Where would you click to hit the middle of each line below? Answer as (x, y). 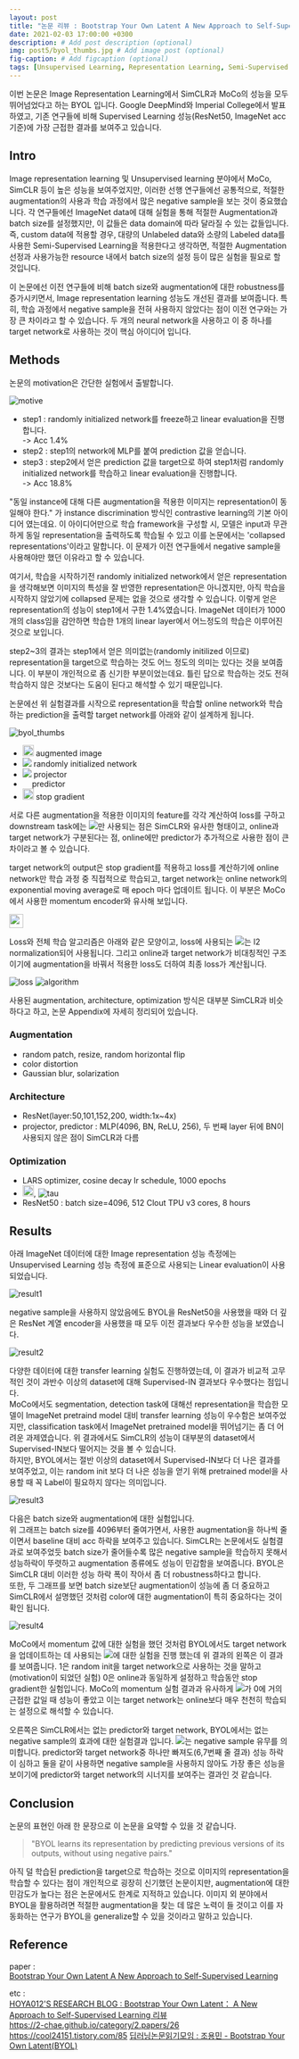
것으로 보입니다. (37, 632)
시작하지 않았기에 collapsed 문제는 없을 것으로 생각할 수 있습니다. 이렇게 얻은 (143, 598)
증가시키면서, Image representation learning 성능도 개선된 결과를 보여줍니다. (144, 298)
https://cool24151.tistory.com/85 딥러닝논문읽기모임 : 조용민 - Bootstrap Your (147, 2035)
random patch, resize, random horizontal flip (103, 1054)
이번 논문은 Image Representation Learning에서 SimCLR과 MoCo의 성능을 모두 (149, 94)
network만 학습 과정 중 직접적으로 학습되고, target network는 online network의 (148, 878)
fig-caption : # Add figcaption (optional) (89, 59)
